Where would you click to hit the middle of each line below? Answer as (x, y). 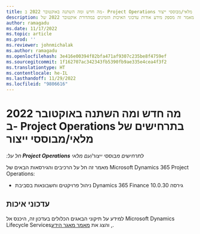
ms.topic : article (29, 34)
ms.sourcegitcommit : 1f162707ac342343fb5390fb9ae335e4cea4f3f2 (87, 62)
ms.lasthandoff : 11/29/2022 (41, 78)
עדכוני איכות (28, 204)
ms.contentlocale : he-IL (37, 73)
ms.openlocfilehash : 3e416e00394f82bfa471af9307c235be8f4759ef (87, 56)
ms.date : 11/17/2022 (32, 28)
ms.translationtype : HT (36, 67)
